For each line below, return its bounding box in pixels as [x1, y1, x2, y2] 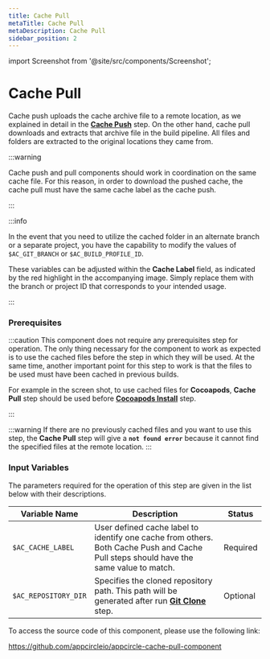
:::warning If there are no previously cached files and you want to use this [8, 425, 252, 435]
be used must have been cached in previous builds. [8, 369, 179, 379]
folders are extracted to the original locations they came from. [8, 137, 214, 146]
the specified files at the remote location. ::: [8, 442, 153, 451]
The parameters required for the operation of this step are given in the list [8, 480, 252, 490]
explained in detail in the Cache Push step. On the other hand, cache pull [8, 120, 251, 130]
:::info [8, 216, 27, 226]
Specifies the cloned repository [94, 575, 213, 586]
